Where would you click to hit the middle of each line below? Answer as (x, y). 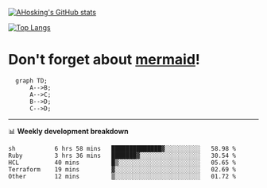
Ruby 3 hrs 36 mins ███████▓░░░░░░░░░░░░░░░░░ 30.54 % (122, 155)
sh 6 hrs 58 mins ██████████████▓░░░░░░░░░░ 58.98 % (122, 148)
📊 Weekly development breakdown (68, 131)
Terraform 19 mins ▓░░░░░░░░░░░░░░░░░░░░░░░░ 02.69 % (122, 169)
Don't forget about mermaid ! (104, 60)
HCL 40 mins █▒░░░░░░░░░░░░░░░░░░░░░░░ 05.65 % (122, 163)
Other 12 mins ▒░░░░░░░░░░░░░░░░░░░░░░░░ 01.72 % (122, 176)
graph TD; (31, 81)
